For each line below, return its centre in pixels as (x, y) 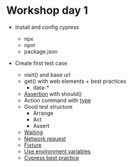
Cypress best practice (52, 157)
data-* (41, 87)
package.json (41, 51)
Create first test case (41, 63)
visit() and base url (47, 74)
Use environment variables (57, 151)
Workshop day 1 (47, 11)
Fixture (33, 145)
